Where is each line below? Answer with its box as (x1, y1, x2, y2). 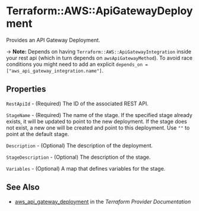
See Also (6, 182, 40, 193)
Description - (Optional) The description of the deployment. (6, 141, 153, 149)
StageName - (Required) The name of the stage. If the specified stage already (6, 111, 193, 118)
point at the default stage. (6, 130, 70, 137)
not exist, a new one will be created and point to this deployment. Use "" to (6, 124, 190, 131)
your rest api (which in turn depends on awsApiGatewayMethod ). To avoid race (6, 54, 193, 61)
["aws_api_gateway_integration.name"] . (6, 67, 104, 74)
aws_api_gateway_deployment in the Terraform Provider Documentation (14, 198, 191, 205)
